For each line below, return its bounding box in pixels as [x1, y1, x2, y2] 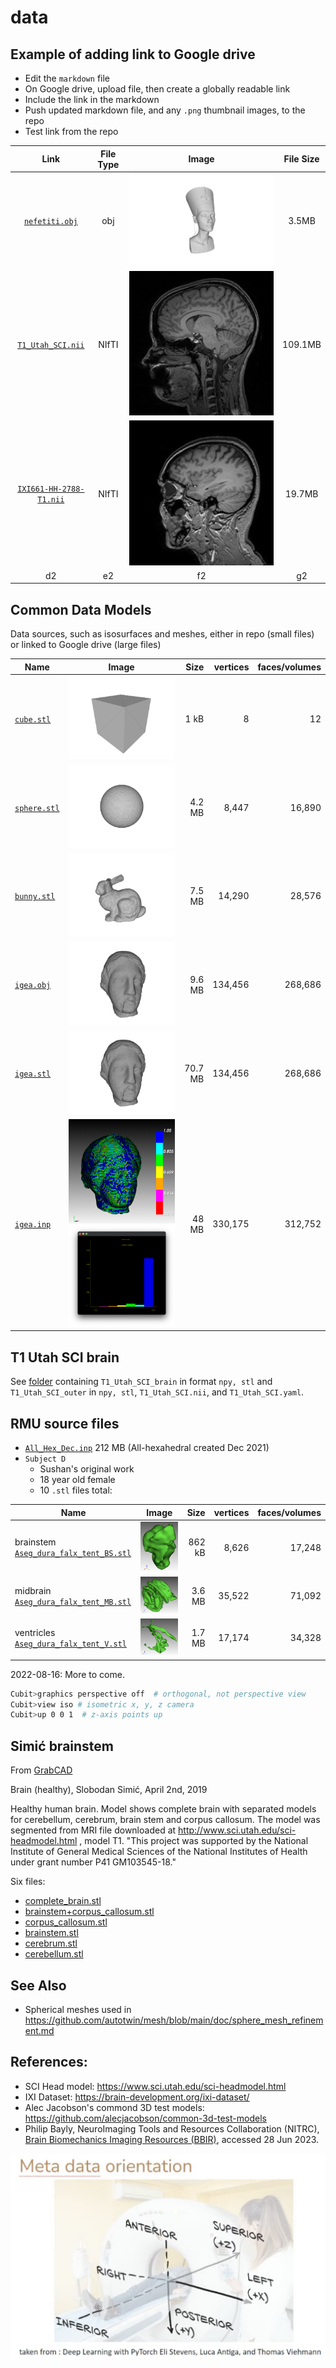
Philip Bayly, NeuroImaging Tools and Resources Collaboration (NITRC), [24, 2122, 320, 2135]
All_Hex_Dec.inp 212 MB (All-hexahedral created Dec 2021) [24, 1442, 270, 1453]
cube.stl [14, 714, 52, 725]
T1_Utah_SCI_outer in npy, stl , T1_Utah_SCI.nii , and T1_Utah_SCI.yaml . [10, 1386, 305, 1398]
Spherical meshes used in [24, 2003, 132, 2015]
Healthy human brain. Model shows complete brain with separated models [10, 1803, 317, 1815]
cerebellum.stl [24, 1948, 84, 1960]
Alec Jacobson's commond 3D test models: [24, 2101, 205, 2113]
